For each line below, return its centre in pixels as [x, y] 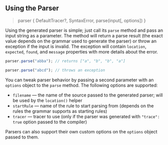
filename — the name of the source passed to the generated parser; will [88, 95]
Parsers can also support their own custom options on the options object [81, 131]
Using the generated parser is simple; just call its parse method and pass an [84, 30]
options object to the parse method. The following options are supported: [81, 85]
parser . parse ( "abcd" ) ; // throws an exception [55, 70]
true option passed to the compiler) [50, 122]
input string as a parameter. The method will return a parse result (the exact [84, 35]
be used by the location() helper [47, 100]
